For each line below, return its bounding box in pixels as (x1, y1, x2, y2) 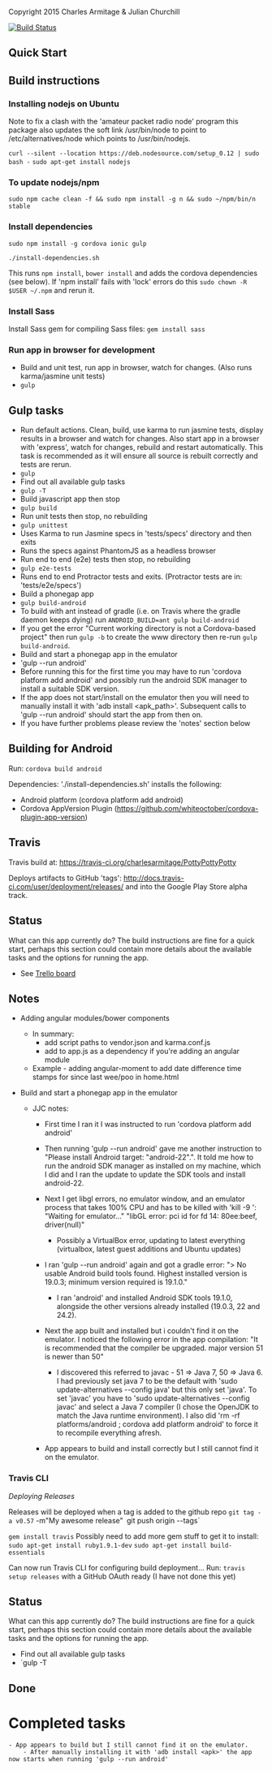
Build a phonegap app (19, 589, 94, 599)
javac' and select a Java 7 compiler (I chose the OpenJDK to (56, 1402, 259, 1412)
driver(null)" (44, 1220, 85, 1229)
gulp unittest (19, 521, 68, 530)
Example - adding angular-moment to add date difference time (32, 1064, 242, 1073)
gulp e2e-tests (19, 564, 72, 573)
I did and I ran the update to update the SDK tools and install (44, 1169, 246, 1180)
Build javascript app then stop (19, 495, 120, 504)
